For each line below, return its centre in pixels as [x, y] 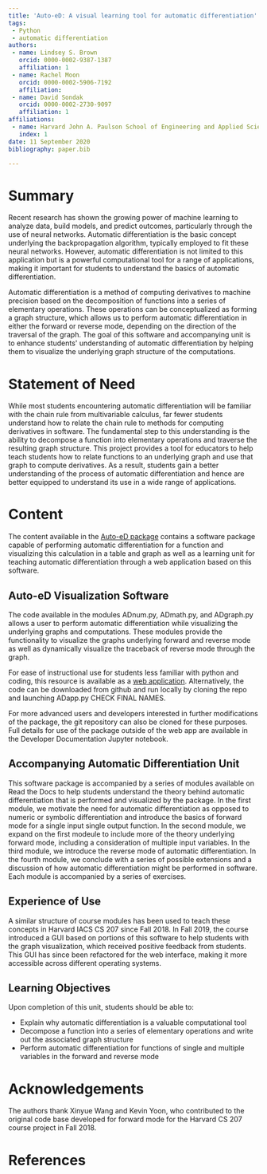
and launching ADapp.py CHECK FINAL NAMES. [87, 698]
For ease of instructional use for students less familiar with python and [124, 672]
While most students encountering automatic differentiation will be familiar [130, 406]
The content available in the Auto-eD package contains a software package [132, 537]
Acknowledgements [76, 1089]
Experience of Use [55, 902]
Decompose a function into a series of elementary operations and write [136, 1031]
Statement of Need [72, 384]
